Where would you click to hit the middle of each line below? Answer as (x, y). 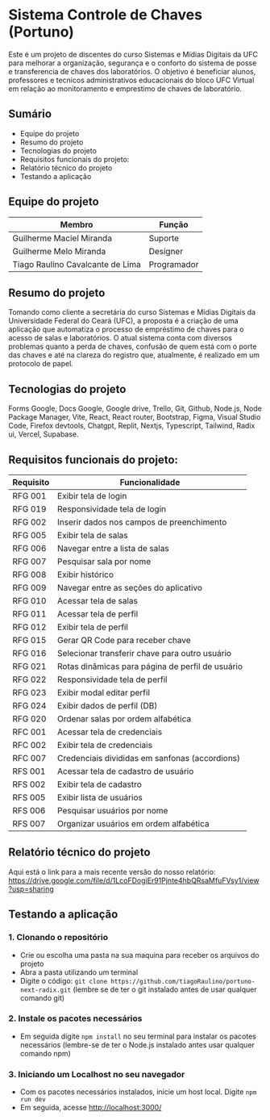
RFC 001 (29, 732)
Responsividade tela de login (112, 509)
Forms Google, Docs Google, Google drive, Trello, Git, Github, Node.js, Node (135, 408)
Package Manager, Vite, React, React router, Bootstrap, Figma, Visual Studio (135, 417)
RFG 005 (29, 535)
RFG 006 (29, 548)
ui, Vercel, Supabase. (44, 434)
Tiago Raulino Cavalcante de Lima (77, 264)
